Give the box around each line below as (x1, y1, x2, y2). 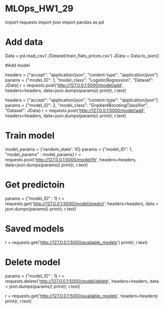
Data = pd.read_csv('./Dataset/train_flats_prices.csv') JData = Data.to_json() (5, 53, 160, 59)
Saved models (5, 223, 64, 234)
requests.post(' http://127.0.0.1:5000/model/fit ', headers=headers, (5, 156, 137, 162)
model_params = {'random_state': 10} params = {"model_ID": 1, (5, 146, 133, 152)
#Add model (5, 62, 30, 68)
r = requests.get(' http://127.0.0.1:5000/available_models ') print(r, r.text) (5, 239, 148, 245)
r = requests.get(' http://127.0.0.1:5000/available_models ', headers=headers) (5, 293, 158, 299)
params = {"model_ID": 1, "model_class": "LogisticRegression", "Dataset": (5, 77, 154, 83)
